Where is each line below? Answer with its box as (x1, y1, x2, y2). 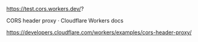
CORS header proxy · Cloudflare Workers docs (6, 17, 124, 24)
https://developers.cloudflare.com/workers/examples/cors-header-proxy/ (6, 29, 192, 36)
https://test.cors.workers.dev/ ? (6, 5, 84, 12)
